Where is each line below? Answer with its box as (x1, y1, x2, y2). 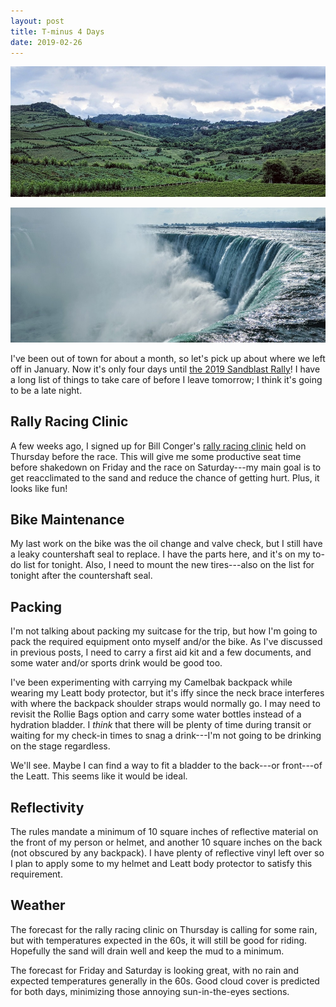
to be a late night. (10, 384, 83, 396)
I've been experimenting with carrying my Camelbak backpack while (10, 676, 293, 689)
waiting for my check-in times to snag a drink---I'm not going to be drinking (10, 730, 322, 742)
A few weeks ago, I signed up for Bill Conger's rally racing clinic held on (10, 440, 307, 452)
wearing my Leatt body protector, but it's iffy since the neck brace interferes (10, 687, 325, 699)
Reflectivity (10, 799, 85, 816)
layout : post (10, 16, 65, 26)
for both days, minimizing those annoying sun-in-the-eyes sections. (10, 985, 290, 997)
